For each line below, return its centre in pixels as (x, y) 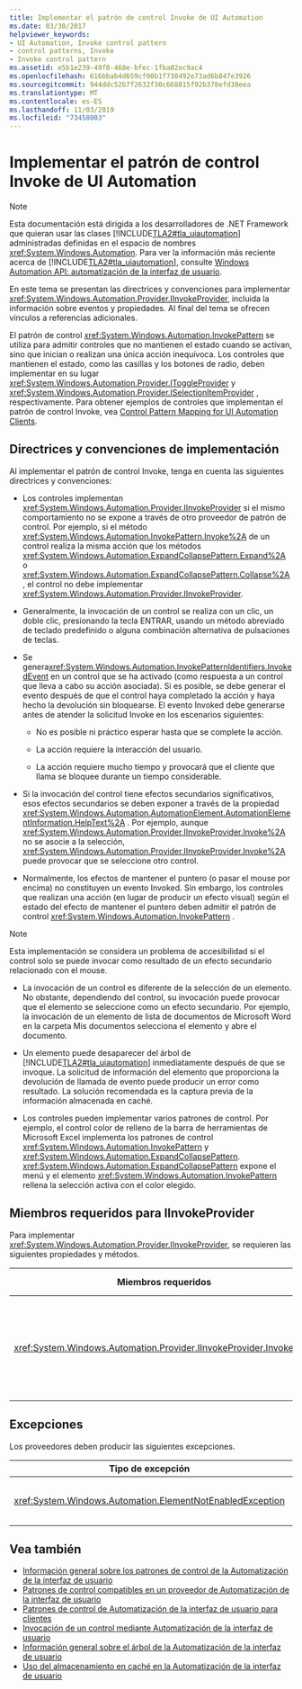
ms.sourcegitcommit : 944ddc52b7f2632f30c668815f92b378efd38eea (130, 85)
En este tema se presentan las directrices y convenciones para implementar (150, 290)
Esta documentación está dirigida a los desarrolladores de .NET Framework (149, 224)
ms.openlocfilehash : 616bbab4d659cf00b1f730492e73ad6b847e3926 (130, 76)
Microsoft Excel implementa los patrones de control (118, 1137)
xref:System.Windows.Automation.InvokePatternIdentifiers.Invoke (170, 666)
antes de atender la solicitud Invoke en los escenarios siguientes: (143, 714)
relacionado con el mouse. (58, 970)
